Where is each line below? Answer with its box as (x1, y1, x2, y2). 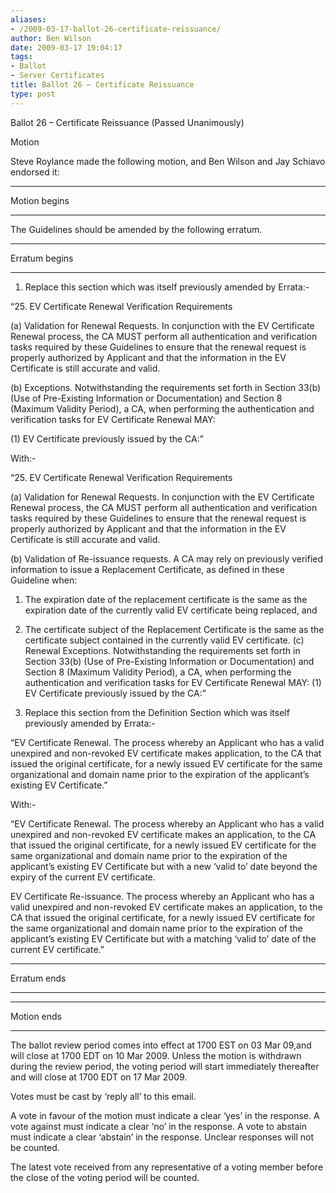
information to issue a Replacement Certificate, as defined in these (10, 563, 285, 575)
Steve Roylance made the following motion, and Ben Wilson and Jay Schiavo (10, 155, 326, 167)
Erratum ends (10, 972, 67, 984)
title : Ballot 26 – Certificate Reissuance (10, 80, 195, 90)
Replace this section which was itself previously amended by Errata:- (24, 281, 310, 293)
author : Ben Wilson (10, 33, 92, 43)
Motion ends (10, 1010, 63, 1022)
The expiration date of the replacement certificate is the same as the (24, 593, 308, 605)
